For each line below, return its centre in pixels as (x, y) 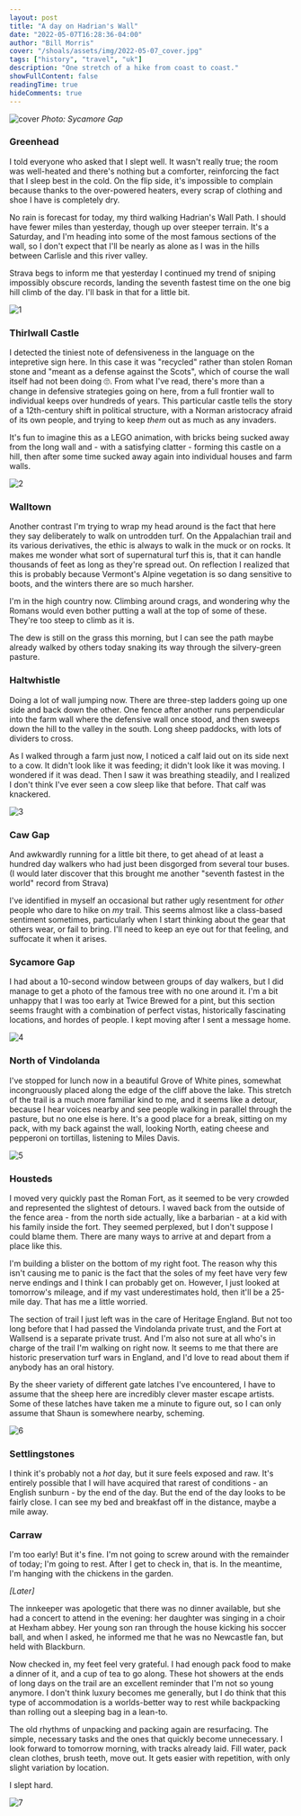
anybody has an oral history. (62, 1367)
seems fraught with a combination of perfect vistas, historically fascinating (147, 1010)
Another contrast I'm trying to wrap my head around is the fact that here (143, 527)
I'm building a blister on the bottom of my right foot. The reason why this (143, 1263)
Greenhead (35, 142)
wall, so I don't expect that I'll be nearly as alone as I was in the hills (135, 246)
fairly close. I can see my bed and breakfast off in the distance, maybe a (143, 1502)
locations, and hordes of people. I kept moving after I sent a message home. (150, 1020)
